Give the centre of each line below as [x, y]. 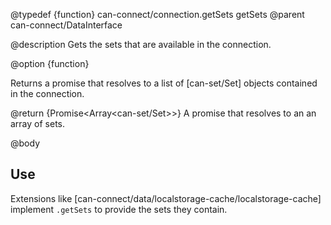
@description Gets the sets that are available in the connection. [141, 44]
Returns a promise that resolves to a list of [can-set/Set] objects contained [164, 83]
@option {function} [50, 63]
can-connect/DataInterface [66, 25]
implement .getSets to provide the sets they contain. [119, 209]
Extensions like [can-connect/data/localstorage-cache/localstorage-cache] [166, 198]
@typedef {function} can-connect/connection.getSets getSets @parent [157, 14]
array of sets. [38, 123]
